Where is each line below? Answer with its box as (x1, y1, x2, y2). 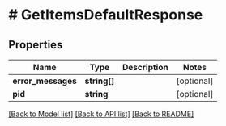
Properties (8, 38, 63, 52)
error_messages (12, 75, 77, 86)
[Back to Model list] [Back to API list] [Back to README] (8, 109, 194, 119)
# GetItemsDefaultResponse (8, 6, 203, 24)
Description (122, 62, 168, 73)
